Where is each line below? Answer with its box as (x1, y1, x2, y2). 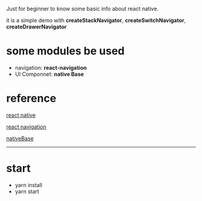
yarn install (14, 181, 43, 188)
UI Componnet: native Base (14, 70, 84, 78)
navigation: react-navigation (14, 64, 87, 71)
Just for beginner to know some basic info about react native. (6, 5, 159, 12)
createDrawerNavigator (6, 23, 67, 30)
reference (6, 91, 57, 105)
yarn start (14, 188, 40, 195)
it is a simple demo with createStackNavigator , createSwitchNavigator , (6, 17, 186, 23)
